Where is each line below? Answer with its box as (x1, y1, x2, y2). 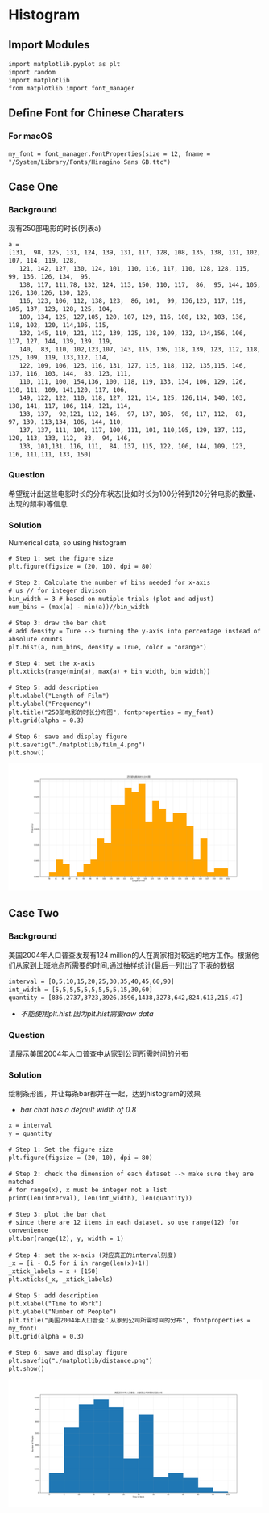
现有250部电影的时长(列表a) (8, 224, 101, 233)
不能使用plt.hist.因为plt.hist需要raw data (19, 1008, 154, 1019)
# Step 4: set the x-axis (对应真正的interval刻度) (8, 1251, 177, 1259)
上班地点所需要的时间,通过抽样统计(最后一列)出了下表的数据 (35, 960, 235, 970)
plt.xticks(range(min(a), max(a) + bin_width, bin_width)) (8, 667, 211, 675)
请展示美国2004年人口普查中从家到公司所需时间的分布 (8, 1049, 189, 1058)
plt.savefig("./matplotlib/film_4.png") (8, 741, 147, 749)
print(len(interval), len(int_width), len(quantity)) (8, 1194, 193, 1203)
